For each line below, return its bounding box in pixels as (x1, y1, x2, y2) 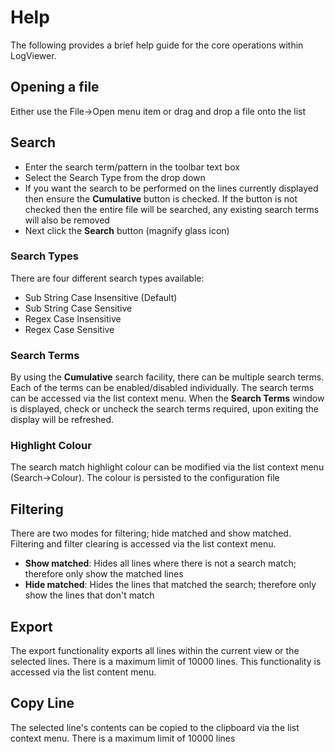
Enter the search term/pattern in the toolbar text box (24, 161, 240, 173)
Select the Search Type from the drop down (24, 171, 206, 183)
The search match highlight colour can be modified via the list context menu (10, 461, 325, 473)
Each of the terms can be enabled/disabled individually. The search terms (10, 382, 315, 394)
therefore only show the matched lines (24, 568, 184, 580)
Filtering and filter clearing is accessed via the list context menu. (10, 538, 277, 550)
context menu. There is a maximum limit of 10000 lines (10, 732, 236, 744)
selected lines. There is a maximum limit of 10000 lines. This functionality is (10, 656, 322, 668)
